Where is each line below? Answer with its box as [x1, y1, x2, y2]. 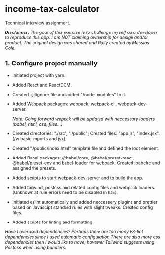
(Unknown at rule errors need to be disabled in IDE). [12, 190, 118, 195]
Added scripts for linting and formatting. [12, 219, 94, 225]
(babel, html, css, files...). [12, 121, 64, 127]
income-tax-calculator [5, 3, 100, 15]
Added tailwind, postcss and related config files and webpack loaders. [12, 184, 156, 190]
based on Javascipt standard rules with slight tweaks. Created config [12, 204, 153, 210]
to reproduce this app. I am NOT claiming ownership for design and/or [5, 34, 148, 40]
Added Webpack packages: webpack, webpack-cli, [12, 101, 117, 107]
